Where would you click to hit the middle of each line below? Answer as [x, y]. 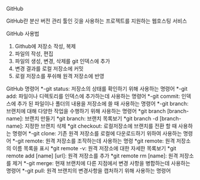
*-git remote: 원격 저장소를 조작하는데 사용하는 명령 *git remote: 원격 [93, 141]
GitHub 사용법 [23, 33]
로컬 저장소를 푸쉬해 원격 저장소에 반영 [59, 76]
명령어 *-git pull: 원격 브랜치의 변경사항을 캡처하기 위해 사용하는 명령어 [89, 170]
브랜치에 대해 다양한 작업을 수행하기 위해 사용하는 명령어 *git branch [86, 111]
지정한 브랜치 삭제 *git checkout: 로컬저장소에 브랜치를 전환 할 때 [101, 126]
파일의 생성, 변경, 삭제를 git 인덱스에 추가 [62, 61]
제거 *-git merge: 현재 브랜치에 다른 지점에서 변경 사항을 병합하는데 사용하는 [101, 163]
